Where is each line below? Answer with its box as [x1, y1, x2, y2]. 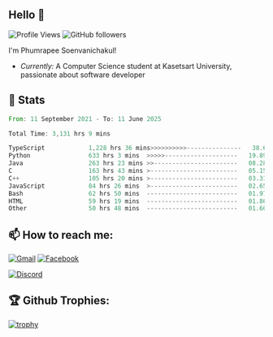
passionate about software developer [19, 70, 145, 80]
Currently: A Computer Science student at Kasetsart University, [19, 61, 232, 71]
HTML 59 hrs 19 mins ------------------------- [8, 197, 238, 205]
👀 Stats [8, 93, 45, 107]
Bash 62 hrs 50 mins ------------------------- [8, 189, 238, 197]
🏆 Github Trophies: [8, 294, 110, 308]
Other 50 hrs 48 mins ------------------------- [8, 205, 238, 213]
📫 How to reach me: [8, 228, 114, 242]
